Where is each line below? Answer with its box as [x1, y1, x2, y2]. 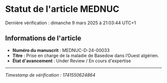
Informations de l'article [5, 34, 82, 42]
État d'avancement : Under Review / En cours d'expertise [12, 58, 131, 64]
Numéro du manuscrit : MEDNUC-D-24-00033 [12, 47, 110, 53]
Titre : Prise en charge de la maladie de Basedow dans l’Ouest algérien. [12, 52, 159, 58]
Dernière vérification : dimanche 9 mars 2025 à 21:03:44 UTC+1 [5, 20, 136, 26]
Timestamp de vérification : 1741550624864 [5, 72, 95, 78]
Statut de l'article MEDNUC [5, 3, 119, 15]
